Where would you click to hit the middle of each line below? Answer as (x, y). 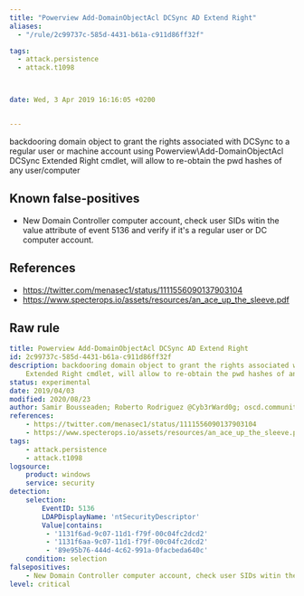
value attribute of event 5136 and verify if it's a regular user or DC (145, 230)
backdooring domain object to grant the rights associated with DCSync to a (150, 141)
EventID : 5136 (68, 508)
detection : (30, 492)
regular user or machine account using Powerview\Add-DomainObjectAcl (147, 151)
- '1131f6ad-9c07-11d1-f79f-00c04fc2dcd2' (127, 534)
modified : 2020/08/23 (50, 399)
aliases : (26, 26)
